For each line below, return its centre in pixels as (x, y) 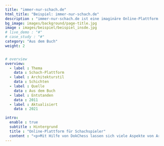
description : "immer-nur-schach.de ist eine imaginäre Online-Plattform (82, 19)
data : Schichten (31, 82)
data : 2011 (26, 100)
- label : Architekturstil (37, 77)
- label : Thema (26, 68)
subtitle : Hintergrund (33, 127)
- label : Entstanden (31, 95)
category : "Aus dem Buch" (31, 42)
